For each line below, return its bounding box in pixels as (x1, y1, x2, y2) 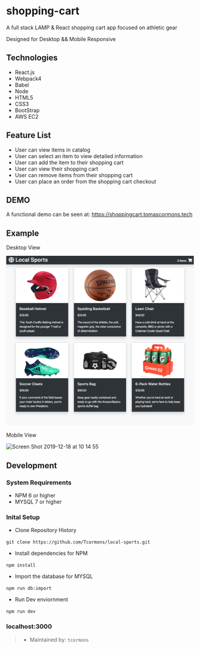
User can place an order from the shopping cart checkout (14, 178, 157, 185)
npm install (6, 563, 36, 568)
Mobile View (6, 431, 37, 439)
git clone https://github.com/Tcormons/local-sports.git (6, 539, 151, 545)
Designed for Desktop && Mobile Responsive (6, 35, 116, 42)
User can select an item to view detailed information (14, 152, 143, 159)
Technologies (6, 52, 58, 63)
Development (6, 461, 58, 471)
